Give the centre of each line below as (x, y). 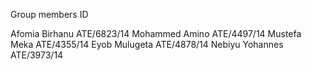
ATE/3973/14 (37, 55)
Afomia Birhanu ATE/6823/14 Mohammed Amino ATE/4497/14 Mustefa (156, 33)
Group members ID (49, 14)
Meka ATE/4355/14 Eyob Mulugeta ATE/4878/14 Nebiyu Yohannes (147, 44)
